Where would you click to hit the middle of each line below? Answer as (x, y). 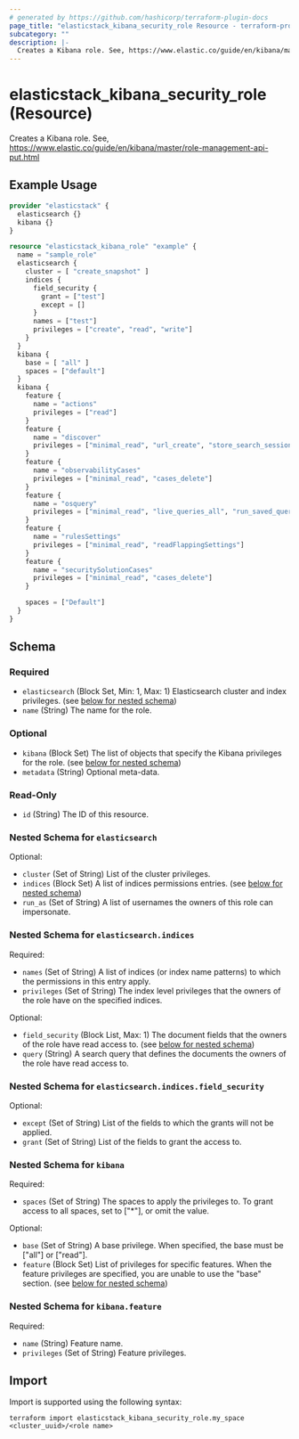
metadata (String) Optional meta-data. (91, 772)
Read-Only (33, 795)
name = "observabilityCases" (87, 470)
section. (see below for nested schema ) (95, 1283)
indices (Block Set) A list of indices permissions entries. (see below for (152, 884)
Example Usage (53, 185)
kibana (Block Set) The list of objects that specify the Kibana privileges (152, 753)
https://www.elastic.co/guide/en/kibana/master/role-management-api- (139, 148)
